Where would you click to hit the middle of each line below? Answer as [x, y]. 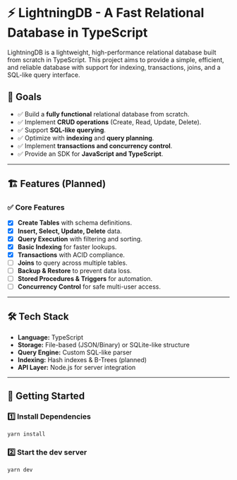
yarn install [26, 434]
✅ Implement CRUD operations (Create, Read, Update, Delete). [109, 122]
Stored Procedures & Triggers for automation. [85, 278]
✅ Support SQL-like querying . [61, 130]
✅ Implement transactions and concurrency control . [95, 145]
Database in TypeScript [78, 33]
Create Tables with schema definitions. [75, 223]
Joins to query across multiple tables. [73, 263]
